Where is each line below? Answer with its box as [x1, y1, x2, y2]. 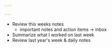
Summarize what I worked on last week [12, 31, 94, 38]
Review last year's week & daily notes [12, 37, 91, 43]
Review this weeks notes [12, 21, 64, 27]
